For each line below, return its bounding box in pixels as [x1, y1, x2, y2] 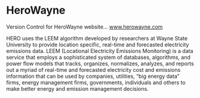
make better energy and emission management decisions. [6, 85, 149, 92]
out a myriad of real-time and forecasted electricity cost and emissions [6, 66, 181, 73]
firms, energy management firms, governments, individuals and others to [6, 78, 186, 86]
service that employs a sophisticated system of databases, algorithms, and [6, 53, 191, 61]
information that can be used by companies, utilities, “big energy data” [6, 72, 180, 80]
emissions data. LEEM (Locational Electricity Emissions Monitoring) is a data [6, 47, 193, 54]
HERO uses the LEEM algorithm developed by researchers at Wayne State [6, 34, 188, 42]
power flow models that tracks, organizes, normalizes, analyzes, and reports [6, 60, 194, 67]
